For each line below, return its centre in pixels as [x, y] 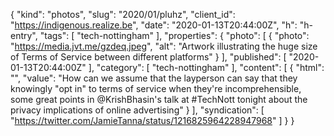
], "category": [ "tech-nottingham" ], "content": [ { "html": [206, 67]
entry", [24, 35]
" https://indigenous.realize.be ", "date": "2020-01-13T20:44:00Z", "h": [154, 25]
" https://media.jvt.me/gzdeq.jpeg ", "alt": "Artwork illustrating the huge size [164, 46]
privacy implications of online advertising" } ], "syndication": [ [137, 110]
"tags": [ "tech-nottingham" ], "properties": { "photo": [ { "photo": [174, 35]
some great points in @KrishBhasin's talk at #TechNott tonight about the [159, 99]
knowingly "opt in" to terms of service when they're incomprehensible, [156, 88]
